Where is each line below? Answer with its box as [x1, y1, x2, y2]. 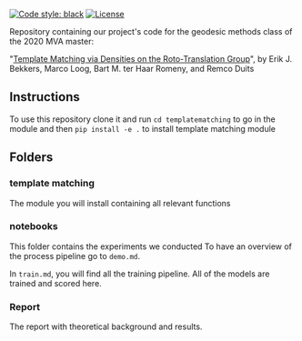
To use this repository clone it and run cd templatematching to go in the [9, 114, 276, 125]
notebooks [9, 220, 58, 233]
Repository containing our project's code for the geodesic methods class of [9, 26, 293, 36]
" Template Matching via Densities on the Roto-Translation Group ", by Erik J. [9, 54, 293, 64]
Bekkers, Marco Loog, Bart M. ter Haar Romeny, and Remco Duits [9, 64, 255, 74]
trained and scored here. [9, 277, 102, 288]
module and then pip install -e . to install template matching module [9, 123, 276, 134]
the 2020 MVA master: [9, 36, 95, 46]
